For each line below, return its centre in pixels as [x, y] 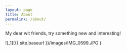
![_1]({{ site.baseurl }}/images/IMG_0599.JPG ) [53, 43]
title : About [19, 14]
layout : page [19, 10]
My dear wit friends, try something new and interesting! [63, 33]
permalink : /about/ [26, 19]
